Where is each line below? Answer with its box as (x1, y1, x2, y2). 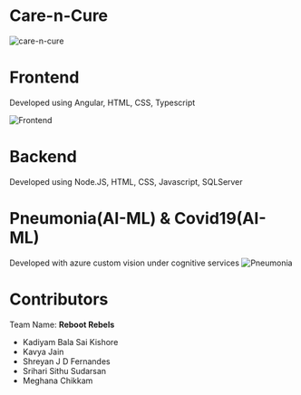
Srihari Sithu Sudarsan (22, 365, 107, 376)
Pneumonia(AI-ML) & (9, 208, 171, 228)
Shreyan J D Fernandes (22, 355, 111, 367)
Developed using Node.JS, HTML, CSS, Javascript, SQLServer (9, 176, 243, 187)
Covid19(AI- (173, 208, 267, 228)
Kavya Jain (22, 346, 64, 357)
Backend (9, 147, 77, 168)
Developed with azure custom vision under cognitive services (9, 257, 240, 268)
